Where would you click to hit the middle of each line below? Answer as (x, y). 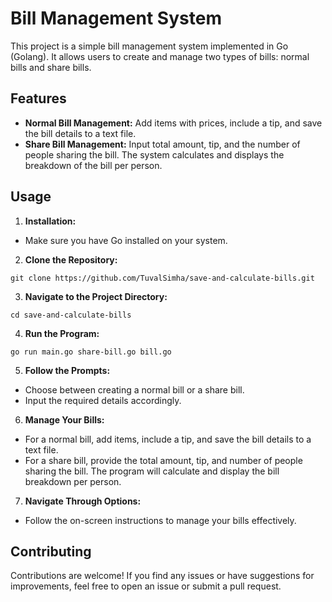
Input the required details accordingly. (103, 400)
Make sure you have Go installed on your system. (126, 240)
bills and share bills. (51, 67)
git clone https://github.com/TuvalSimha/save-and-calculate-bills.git (162, 278)
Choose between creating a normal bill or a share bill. (134, 389)
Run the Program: (62, 333)
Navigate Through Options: (83, 501)
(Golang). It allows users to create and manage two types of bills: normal (160, 56)
